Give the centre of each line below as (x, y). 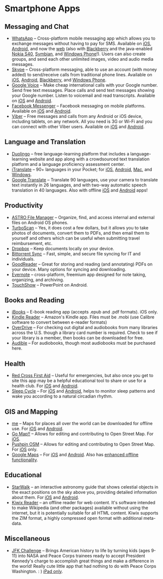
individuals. (23, 259)
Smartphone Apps (42, 9)
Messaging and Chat (37, 27)
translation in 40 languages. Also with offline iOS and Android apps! (80, 190)
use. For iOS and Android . (38, 429)
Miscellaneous (27, 539)
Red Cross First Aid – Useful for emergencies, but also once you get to (82, 376)
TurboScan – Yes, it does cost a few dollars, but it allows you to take (80, 227)
